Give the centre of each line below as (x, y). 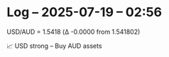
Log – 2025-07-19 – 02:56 (84, 12)
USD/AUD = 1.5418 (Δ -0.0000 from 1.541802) (73, 32)
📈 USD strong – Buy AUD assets (54, 46)
